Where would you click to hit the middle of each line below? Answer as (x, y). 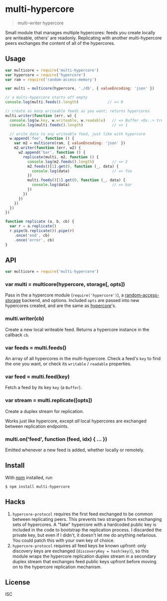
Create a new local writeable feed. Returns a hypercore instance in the (77, 329)
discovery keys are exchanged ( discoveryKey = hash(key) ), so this (81, 551)
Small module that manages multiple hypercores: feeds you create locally (80, 32)
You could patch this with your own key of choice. (63, 540)
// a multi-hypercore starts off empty (46, 98)
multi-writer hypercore (40, 23)
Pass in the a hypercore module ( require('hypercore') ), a (65, 295)
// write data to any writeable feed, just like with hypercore (78, 134)
